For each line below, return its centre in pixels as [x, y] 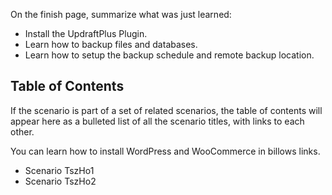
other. [22, 131]
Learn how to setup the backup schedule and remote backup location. [169, 55]
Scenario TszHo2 [60, 181]
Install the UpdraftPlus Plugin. [86, 33]
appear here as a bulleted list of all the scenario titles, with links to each [157, 121]
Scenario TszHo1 [59, 170]
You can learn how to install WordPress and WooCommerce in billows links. [165, 151]
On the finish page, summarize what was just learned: [121, 14]
